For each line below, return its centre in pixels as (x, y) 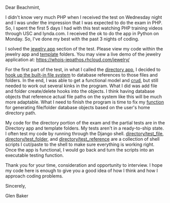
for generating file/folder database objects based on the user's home (78, 107)
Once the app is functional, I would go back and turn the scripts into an (80, 150)
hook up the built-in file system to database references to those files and (81, 75)
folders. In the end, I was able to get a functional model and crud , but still (82, 80)
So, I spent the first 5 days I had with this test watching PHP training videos (84, 28)
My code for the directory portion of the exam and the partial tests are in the (85, 123)
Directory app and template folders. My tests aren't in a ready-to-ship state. (85, 128)
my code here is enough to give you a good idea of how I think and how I (81, 171)
